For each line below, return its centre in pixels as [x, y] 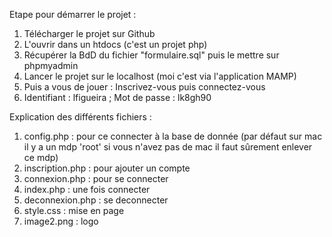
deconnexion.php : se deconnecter [96, 200]
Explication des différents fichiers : [80, 117]
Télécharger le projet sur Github [89, 33]
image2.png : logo [61, 221]
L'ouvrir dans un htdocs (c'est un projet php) [115, 44]
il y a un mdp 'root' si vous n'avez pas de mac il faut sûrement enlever [168, 147]
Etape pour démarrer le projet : [73, 14]
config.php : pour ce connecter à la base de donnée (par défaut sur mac [173, 136]
